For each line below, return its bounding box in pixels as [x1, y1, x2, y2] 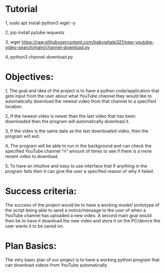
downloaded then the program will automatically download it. [5, 118, 130, 124]
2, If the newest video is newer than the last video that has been [5, 113, 136, 119]
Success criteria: [5, 186, 77, 197]
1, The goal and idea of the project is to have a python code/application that [5, 88, 160, 94]
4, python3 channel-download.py [5, 54, 73, 60]
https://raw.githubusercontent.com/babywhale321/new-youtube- [21, 39, 155, 45]
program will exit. [5, 133, 41, 139]
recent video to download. [5, 153, 59, 159]
